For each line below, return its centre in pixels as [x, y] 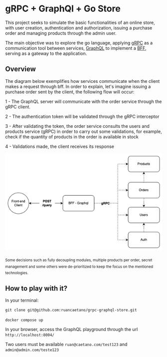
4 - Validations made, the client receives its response [60, 146]
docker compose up [24, 320]
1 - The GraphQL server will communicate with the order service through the [83, 101]
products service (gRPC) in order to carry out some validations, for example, [83, 131]
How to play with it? [36, 288]
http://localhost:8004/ [30, 335]
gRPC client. [18, 107]
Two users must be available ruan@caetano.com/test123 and [66, 345]
